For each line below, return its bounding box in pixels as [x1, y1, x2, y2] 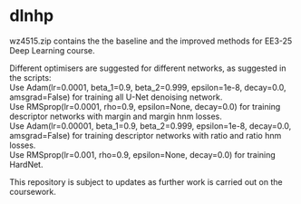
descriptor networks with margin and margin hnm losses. [9, 111, 222, 121]
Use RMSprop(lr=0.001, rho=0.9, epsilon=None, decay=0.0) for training [9, 149, 277, 160]
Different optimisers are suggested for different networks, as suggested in [9, 63, 286, 73]
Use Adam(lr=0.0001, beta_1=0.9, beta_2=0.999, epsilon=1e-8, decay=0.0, [9, 82, 287, 92]
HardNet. [9, 159, 44, 170]
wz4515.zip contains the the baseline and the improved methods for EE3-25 [9, 35, 293, 46]
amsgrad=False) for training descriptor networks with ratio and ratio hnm [9, 130, 282, 141]
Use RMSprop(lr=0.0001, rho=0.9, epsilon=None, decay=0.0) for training [9, 101, 281, 112]
